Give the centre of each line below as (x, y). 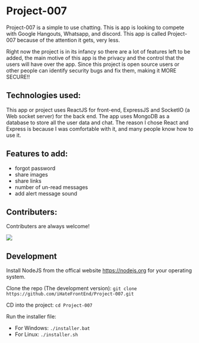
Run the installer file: (31, 317)
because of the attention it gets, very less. (68, 40)
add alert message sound (46, 193)
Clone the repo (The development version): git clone (72, 288)
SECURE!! (18, 77)
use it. (14, 135)
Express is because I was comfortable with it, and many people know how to (100, 128)
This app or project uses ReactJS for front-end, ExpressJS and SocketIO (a (98, 110)
